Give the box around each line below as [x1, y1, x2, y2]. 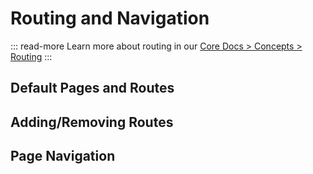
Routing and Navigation [10, 7, 210, 30]
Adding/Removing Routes [10, 113, 174, 131]
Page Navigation [10, 148, 116, 165]
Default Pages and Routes [10, 80, 175, 97]
